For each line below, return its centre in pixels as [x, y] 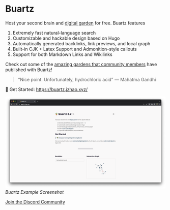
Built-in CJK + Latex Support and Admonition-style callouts [75, 49]
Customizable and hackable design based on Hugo [66, 38]
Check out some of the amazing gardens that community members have [81, 64]
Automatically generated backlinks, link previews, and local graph [81, 43]
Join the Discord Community [35, 202]
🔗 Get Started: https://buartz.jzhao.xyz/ [47, 89]
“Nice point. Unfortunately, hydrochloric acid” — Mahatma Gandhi [87, 79]
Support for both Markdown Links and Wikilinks [63, 54]
